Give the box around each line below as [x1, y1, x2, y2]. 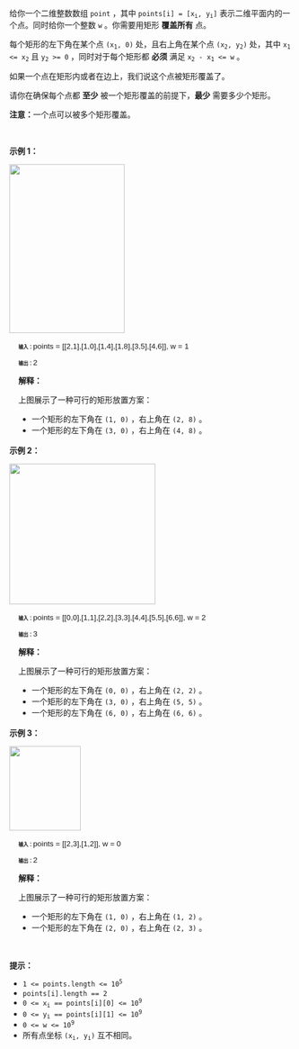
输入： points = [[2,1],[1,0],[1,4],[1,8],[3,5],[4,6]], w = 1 [18, 341, 189, 351]
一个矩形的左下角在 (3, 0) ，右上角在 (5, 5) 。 [31, 696, 207, 707]
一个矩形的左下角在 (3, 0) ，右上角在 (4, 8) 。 [31, 425, 207, 436]
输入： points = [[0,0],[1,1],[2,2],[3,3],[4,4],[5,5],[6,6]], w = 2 [18, 613, 207, 623]
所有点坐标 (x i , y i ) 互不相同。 [22, 1029, 137, 1042]
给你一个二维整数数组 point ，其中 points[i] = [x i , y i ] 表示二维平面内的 [9, 8, 283, 20]
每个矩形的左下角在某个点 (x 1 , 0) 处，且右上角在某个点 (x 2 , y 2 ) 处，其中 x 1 [9, 39, 291, 51]
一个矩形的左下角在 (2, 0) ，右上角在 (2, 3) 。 [31, 922, 207, 934]
